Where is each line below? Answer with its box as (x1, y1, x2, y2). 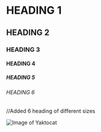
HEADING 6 (6, 89, 35, 96)
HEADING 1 (6, 4, 62, 17)
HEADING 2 (6, 27, 50, 38)
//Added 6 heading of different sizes (6, 107, 96, 114)
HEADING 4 (6, 60, 36, 67)
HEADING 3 (6, 45, 40, 54)
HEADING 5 (6, 73, 35, 81)
